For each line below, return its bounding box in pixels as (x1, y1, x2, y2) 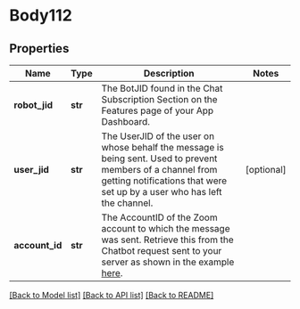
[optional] (245, 164, 287, 175)
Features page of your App (101, 104, 214, 117)
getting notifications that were (101, 175, 228, 187)
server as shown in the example (101, 256, 235, 268)
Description (143, 68, 195, 79)
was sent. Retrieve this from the (101, 233, 234, 246)
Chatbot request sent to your (101, 245, 222, 256)
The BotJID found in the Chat (101, 82, 223, 94)
